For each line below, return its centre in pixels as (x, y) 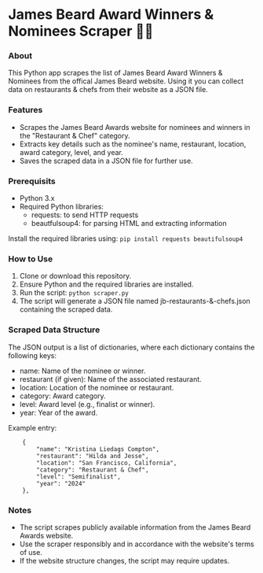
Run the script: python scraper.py (74, 293)
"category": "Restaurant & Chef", (93, 470)
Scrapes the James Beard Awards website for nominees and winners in (135, 127)
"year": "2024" (61, 483)
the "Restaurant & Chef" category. (75, 135)
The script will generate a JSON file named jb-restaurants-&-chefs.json (135, 301)
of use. (31, 552)
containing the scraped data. (66, 309)
